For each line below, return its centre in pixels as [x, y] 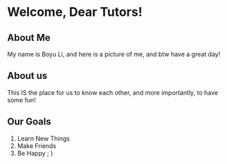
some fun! [21, 100]
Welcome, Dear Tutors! [75, 12]
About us [27, 76]
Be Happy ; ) [35, 153]
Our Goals [29, 122]
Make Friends [37, 145]
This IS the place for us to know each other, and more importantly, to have [113, 92]
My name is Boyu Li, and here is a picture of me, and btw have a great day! [114, 54]
